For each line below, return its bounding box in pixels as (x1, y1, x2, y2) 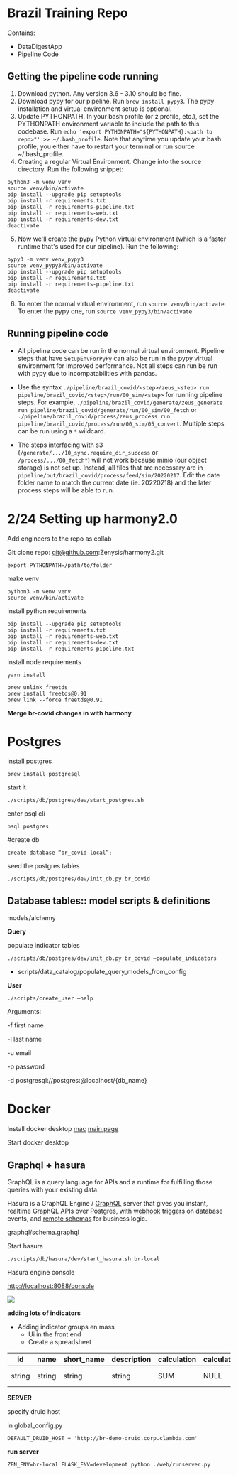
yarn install (7, 671, 46, 679)
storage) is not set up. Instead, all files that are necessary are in (17, 463, 203, 472)
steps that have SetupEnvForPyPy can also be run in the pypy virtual (17, 354, 213, 362)
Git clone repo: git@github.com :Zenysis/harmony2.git (7, 548, 164, 556)
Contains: (7, 28, 35, 37)
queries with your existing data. (7, 1185, 99, 1194)
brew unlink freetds (7, 684, 69, 691)
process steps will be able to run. (17, 485, 115, 495)
